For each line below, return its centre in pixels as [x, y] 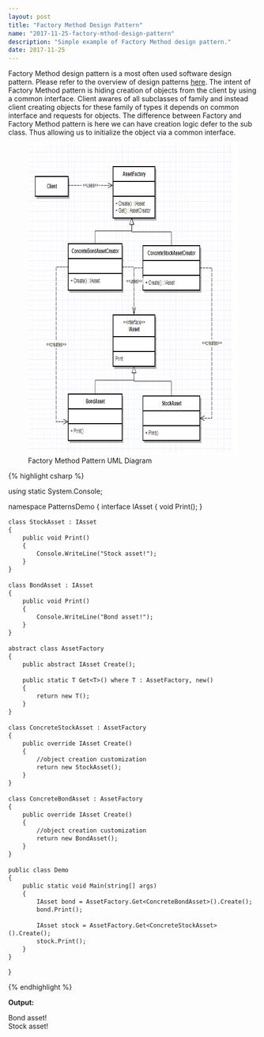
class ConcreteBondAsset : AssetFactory [76, 799]
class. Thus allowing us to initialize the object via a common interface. [122, 132]
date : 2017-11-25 [37, 50]
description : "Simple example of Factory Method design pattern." [120, 42]
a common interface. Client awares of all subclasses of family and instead [128, 99]
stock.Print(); [62, 941]
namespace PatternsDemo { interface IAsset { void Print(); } [106, 507]
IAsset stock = [62, 925]
